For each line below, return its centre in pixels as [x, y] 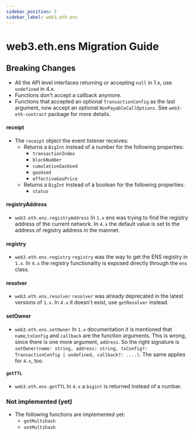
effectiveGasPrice [55, 179]
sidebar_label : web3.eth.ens [42, 17]
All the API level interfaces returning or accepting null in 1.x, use [93, 82]
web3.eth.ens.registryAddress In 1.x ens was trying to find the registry [101, 217]
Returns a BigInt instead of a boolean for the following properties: [104, 185]
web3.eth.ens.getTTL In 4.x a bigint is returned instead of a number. [98, 386]
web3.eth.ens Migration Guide [83, 46]
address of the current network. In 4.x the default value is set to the [97, 224]
